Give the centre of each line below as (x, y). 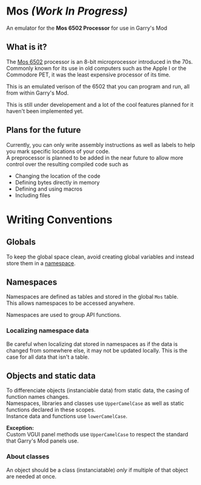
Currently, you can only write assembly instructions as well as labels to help (101, 144)
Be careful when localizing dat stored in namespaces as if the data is (92, 344)
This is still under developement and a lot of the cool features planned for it (100, 104)
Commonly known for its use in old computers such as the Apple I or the (96, 68)
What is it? (27, 47)
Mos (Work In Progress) (67, 11)
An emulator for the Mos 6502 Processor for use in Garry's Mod (87, 28)
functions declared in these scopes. (51, 410)
